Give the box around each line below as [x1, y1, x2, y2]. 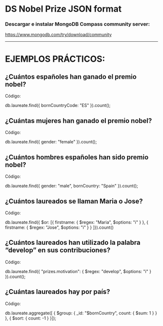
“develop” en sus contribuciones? [5, 246, 111, 255]
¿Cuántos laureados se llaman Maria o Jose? [5, 197, 143, 205]
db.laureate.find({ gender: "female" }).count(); [5, 139, 97, 145]
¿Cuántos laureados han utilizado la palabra [5, 239, 141, 247]
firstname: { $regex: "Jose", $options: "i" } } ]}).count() [5, 224, 114, 230]
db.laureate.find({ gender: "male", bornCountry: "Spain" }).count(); [5, 183, 138, 189]
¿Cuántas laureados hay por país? [5, 288, 111, 296]
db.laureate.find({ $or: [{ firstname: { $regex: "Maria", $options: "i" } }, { [5, 219, 149, 225]
